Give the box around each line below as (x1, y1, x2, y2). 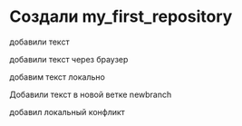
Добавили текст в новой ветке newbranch (9, 89, 172, 100)
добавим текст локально (9, 71, 106, 82)
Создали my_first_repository (9, 6, 233, 27)
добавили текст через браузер (9, 53, 129, 64)
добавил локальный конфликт (9, 106, 125, 117)
